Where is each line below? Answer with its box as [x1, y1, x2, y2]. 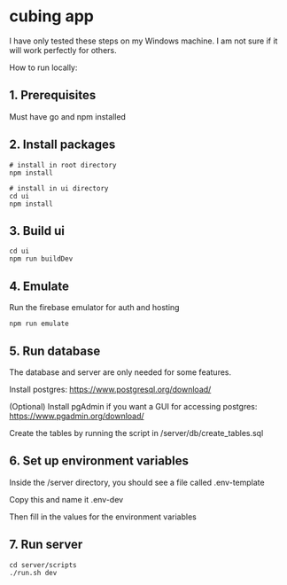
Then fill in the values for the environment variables [9, 511, 197, 522]
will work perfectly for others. [9, 44, 117, 55]
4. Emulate [9, 278, 69, 293]
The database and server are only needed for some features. [9, 367, 232, 378]
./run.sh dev [9, 568, 58, 577]
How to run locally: [9, 62, 78, 73]
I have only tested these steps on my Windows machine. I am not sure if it [9, 35, 278, 46]
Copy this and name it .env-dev [9, 494, 124, 504]
